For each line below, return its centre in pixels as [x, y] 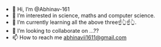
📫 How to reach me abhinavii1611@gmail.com [69, 37]
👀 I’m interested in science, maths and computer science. [84, 15]
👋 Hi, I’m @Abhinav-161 [41, 9]
